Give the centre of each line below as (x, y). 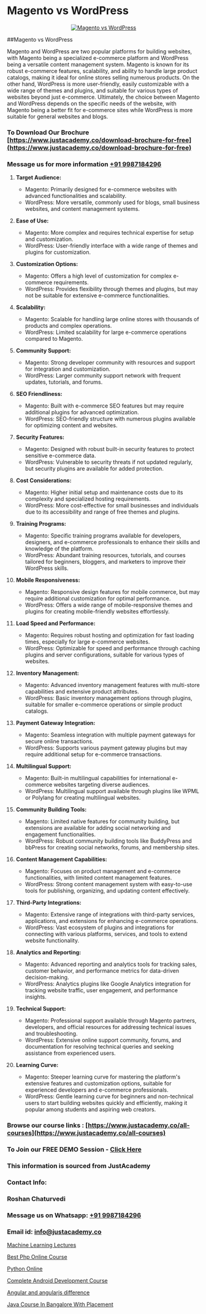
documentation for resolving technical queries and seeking (99, 1047)
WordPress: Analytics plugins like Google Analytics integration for (108, 984)
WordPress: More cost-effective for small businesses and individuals (112, 506)
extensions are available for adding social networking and (98, 828)
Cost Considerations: (44, 480)
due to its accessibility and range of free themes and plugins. (102, 512)
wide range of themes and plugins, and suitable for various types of (93, 90)
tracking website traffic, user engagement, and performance (101, 990)
